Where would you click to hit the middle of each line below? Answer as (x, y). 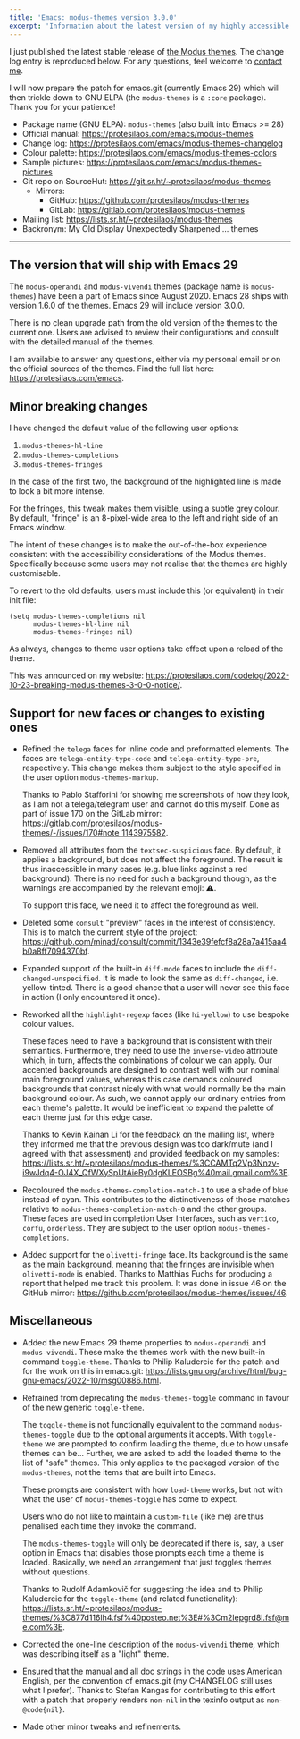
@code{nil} (42, 1709)
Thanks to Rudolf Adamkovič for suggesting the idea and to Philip (142, 1589)
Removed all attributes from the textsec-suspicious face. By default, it (152, 850)
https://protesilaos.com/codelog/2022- (218, 675)
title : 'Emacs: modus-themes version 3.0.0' (93, 17)
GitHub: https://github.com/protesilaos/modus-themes (149, 200)
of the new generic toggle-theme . (83, 1407)
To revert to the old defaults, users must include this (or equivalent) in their (147, 590)
